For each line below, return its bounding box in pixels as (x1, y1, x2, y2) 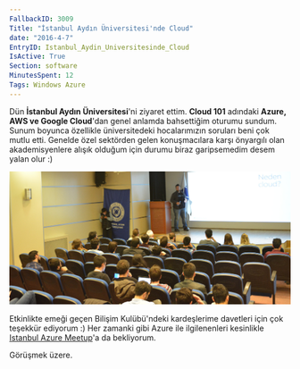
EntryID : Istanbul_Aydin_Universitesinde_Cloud (9, 43, 190, 52)
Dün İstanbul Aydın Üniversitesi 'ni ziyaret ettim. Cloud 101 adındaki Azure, (9, 105, 287, 116)
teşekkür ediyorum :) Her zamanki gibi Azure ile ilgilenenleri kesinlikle (9, 323, 265, 334)
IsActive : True (9, 52, 66, 62)
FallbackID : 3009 (9, 14, 74, 23)
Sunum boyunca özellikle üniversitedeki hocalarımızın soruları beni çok (9, 125, 270, 136)
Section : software (9, 62, 78, 71)
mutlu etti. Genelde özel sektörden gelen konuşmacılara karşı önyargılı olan (9, 134, 286, 145)
